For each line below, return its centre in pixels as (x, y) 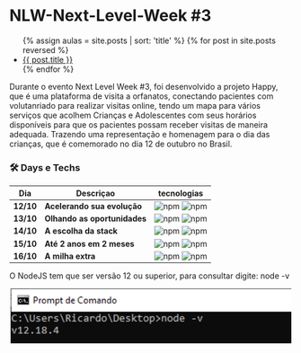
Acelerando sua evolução (93, 206)
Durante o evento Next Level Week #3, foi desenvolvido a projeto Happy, (144, 86)
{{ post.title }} (48, 59)
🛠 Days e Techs (45, 167)
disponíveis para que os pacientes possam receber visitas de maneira (138, 124)
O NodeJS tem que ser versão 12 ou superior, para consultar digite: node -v (150, 276)
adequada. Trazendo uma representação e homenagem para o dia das (140, 134)
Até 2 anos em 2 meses (89, 243)
